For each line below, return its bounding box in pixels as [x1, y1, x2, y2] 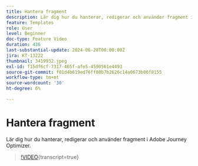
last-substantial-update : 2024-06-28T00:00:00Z [6, 47, 126, 53]
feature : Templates [6, 19, 54, 25]
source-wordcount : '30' [6, 80, 65, 86]
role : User [6, 25, 33, 31]
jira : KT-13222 [6, 53, 44, 58]
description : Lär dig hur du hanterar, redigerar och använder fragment [6, 14, 189, 20]
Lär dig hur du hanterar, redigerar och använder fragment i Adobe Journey [6, 135, 187, 142]
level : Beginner [6, 31, 46, 37]
